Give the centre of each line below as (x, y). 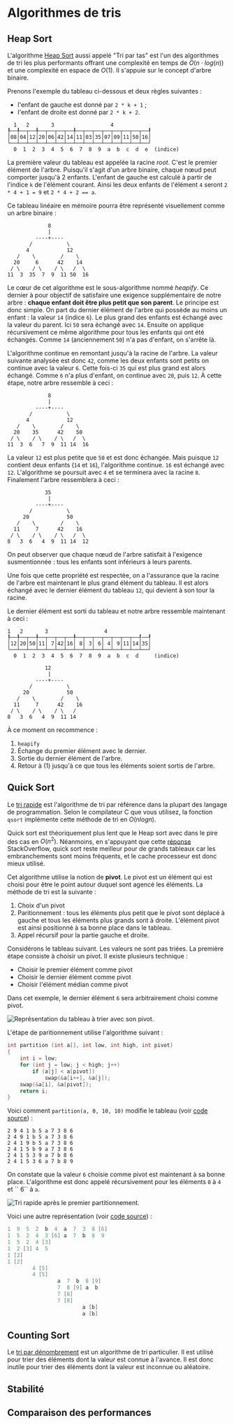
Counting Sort (38, 1335)
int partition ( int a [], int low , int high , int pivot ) (90, 1046)
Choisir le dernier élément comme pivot (74, 977)
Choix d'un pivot (41, 905)
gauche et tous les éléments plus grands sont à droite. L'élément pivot (118, 921)
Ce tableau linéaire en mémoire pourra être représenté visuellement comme (116, 205)
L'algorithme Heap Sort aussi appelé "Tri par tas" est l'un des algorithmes (113, 55)
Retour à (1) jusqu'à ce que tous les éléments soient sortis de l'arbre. (116, 766)
